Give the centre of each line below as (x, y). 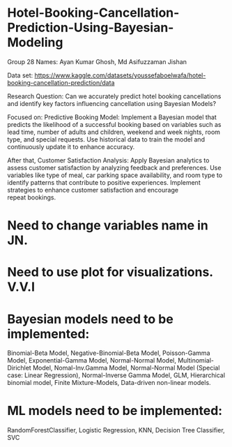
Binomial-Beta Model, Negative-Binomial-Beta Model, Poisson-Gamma (109, 353)
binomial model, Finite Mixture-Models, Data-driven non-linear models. (109, 383)
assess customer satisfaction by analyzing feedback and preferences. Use (114, 167)
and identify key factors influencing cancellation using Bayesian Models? (112, 103)
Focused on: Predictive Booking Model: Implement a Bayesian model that (112, 117)
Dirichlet (19, 368)
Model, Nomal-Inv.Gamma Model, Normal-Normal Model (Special (126, 368)
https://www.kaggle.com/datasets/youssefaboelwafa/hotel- (120, 75)
